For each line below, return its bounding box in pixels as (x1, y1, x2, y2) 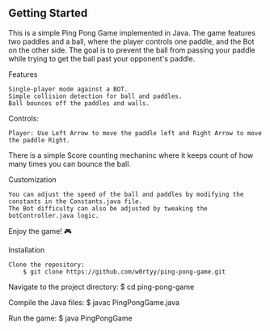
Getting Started (8, 6, 88, 20)
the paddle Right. (8, 136, 70, 144)
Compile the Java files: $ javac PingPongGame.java (8, 297, 180, 307)
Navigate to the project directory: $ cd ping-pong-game (8, 282, 195, 291)
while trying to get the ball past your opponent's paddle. (8, 53, 196, 63)
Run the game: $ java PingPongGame (8, 313, 133, 323)
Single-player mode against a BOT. (8, 85, 129, 93)
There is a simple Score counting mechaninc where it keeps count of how (8, 150, 254, 160)
